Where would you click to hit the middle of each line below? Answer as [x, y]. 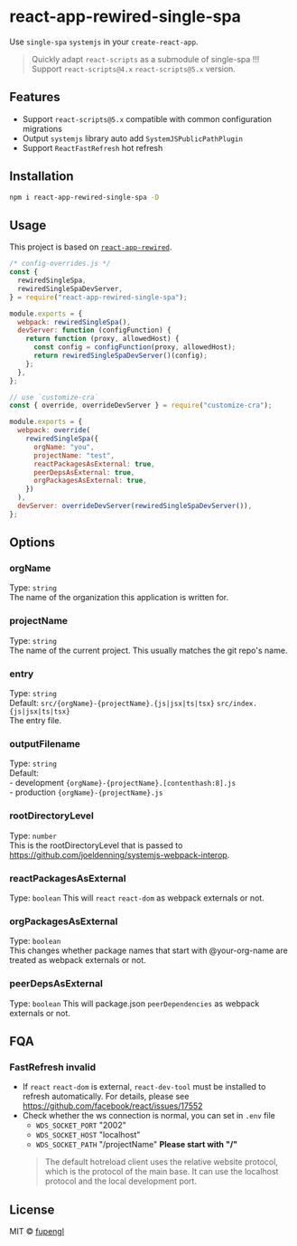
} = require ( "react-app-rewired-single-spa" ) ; [98, 297]
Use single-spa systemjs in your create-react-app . [104, 42]
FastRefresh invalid [53, 1067]
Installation [42, 177]
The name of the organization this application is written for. [119, 598]
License [32, 1209]
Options [32, 543]
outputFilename [45, 743]
